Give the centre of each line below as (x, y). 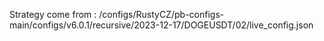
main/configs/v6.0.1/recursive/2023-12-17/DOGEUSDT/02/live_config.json (161, 25)
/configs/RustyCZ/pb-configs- (161, 14)
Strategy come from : (53, 14)
